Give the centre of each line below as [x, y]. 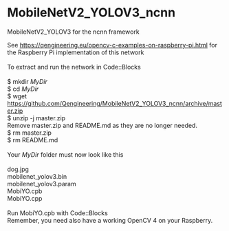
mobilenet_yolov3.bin [37, 176]
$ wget [17, 96]
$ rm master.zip [29, 133]
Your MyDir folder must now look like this [65, 154]
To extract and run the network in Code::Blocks [74, 67]
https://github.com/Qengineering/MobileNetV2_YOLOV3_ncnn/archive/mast [115, 103]
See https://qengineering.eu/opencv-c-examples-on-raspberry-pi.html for [112, 45]
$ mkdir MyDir [28, 81]
